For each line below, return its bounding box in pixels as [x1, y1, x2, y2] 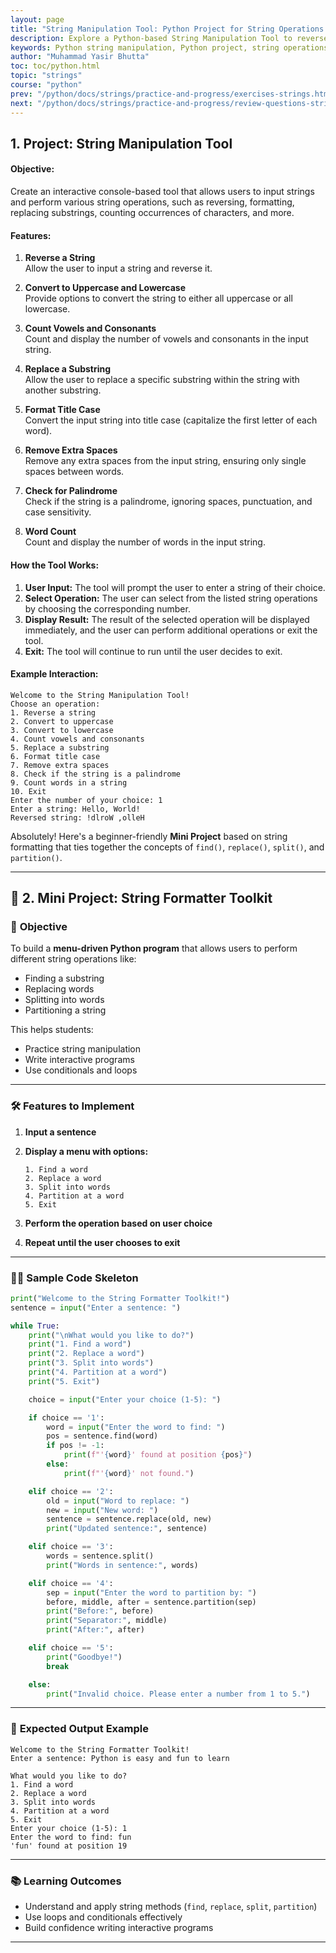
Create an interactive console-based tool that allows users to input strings [10, 186, 315, 198]
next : [10, 98, 33, 108]
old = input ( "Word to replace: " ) [46, 1496, 190, 1506]
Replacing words [24, 983, 95, 995]
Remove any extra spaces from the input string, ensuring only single [24, 455, 307, 467]
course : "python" [10, 80, 83, 90]
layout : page [10, 14, 65, 25]
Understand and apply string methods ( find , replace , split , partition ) [24, 1901, 318, 1913]
